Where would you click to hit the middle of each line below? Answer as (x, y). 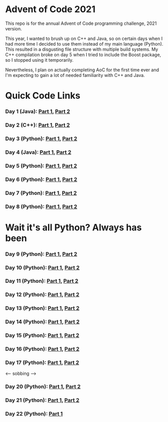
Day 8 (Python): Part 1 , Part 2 (41, 206)
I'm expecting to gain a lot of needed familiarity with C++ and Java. (75, 75)
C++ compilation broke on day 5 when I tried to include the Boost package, (83, 55)
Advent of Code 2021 (50, 9)
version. (14, 28)
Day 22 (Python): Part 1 (34, 414)
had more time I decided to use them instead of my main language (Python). (84, 44)
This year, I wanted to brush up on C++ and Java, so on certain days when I (84, 38)
